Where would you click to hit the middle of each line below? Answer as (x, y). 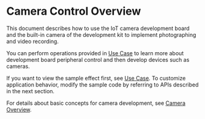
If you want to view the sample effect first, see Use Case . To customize (96, 78)
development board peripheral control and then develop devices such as (98, 60)
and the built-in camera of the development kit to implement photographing (101, 34)
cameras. (18, 66)
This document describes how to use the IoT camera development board (98, 28)
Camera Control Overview (74, 11)
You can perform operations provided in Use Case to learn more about (95, 53)
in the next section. (31, 91)
